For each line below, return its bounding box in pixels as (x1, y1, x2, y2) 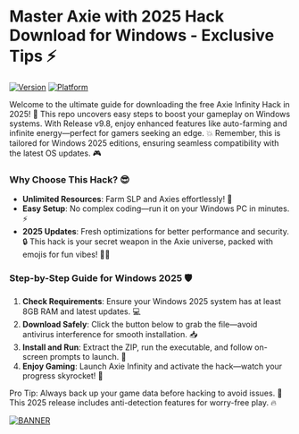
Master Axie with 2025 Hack (9, 6, 225, 27)
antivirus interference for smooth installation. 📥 (21, 328, 198, 339)
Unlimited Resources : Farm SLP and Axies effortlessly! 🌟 (21, 194, 233, 205)
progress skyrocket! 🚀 (21, 370, 104, 381)
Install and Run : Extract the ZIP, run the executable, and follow (21, 342, 253, 353)
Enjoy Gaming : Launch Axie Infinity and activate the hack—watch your (21, 361, 283, 371)
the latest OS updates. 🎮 (9, 148, 102, 158)
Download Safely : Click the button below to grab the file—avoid (21, 319, 258, 329)
